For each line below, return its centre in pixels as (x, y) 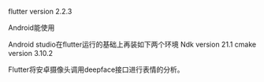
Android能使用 (32, 28)
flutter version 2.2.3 (40, 11)
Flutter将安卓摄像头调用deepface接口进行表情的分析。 (96, 69)
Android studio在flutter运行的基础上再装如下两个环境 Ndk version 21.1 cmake (132, 44)
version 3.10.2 (31, 53)
